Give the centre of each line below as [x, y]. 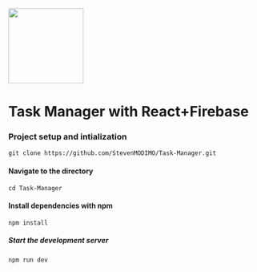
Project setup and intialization [68, 137]
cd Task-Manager [35, 188]
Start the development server [58, 241]
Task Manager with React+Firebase [129, 112]
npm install [28, 223]
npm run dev [28, 260]
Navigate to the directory [51, 171]
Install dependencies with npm [61, 206]
